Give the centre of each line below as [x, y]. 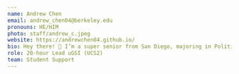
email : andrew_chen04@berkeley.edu [60, 20]
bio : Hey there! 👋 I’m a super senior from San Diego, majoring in [110, 47]
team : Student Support [41, 60]
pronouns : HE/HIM [33, 27]
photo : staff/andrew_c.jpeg [49, 33]
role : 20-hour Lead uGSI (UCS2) [55, 54]
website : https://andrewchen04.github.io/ [71, 40]
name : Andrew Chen [34, 14]
